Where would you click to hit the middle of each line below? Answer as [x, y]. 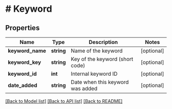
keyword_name [27, 51]
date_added [23, 85]
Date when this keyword [100, 82]
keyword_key [25, 62]
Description [103, 42]
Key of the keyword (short [102, 59]
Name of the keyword [97, 51]
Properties [23, 28]
